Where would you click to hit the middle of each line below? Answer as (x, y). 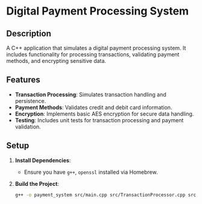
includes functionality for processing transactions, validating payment (93, 54)
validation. (28, 127)
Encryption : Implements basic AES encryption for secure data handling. (104, 114)
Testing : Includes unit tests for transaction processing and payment (99, 120)
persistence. (30, 100)
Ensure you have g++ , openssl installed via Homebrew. (91, 172)
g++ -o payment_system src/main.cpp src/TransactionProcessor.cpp (100, 195)
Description (29, 34)
